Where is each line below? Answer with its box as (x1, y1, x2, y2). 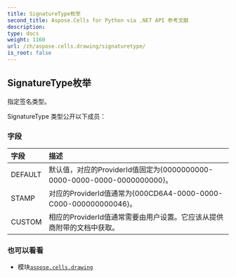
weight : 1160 (7, 37, 46, 44)
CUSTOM (11, 217, 42, 227)
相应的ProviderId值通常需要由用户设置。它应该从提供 (48, 212, 223, 222)
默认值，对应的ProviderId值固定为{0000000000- (48, 164, 214, 174)
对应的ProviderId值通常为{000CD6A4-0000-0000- (48, 188, 223, 198)
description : (7, 23, 46, 30)
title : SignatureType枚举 (7, 10, 81, 18)
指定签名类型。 (7, 97, 51, 105)
